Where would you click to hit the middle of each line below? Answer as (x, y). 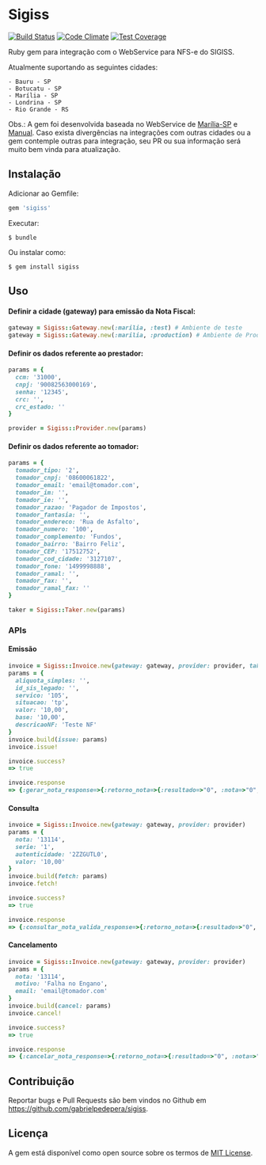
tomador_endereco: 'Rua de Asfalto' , (78, 522)
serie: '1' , (35, 847)
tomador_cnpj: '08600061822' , (65, 478)
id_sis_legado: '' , (47, 688)
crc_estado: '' (40, 407)
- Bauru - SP (30, 82)
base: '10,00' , (40, 718)
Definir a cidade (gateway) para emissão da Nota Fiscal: (102, 311)
